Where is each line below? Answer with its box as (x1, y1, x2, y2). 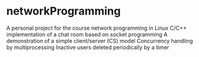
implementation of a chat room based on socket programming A (6, 30, 168, 38)
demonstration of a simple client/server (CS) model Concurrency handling (6, 37, 193, 44)
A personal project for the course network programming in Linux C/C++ (6, 24, 187, 32)
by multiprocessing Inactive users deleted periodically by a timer (6, 44, 170, 51)
